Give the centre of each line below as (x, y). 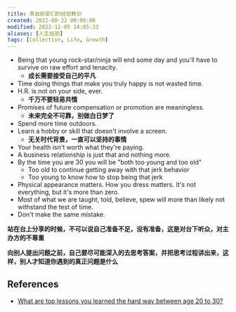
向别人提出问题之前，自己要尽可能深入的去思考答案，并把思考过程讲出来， (115, 253)
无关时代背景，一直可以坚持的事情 (77, 139)
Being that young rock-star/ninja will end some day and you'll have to (117, 60)
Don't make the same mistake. (61, 214)
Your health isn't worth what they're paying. (81, 148)
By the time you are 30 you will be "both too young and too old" (110, 162)
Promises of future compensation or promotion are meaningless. (111, 108)
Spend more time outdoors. (57, 124)
